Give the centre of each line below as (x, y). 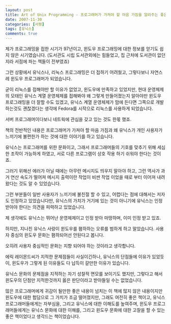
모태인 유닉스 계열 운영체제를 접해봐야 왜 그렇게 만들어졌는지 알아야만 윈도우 (86, 96)
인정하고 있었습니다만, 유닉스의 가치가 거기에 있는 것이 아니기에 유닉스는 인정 (87, 201)
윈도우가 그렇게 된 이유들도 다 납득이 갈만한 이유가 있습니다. (71, 263)
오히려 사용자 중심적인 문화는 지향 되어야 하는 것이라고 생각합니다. (70, 246)
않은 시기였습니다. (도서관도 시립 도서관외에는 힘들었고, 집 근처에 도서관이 (83, 55)
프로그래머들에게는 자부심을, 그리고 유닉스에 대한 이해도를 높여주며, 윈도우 (79, 304)
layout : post (19, 10)
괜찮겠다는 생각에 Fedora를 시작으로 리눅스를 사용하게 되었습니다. (88, 108)
